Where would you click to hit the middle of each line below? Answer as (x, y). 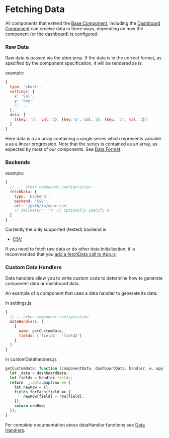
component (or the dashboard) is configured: (52, 34)
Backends (18, 162)
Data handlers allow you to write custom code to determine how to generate (84, 278)
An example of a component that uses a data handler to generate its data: (81, 293)
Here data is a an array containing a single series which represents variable (83, 138)
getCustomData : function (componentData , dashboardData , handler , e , (80, 369)
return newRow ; (30, 406)
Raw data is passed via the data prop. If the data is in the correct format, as (83, 58)
